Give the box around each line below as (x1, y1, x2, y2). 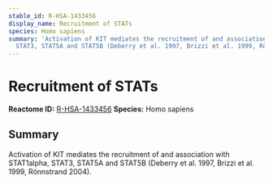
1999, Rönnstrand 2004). (8, 166, 92, 176)
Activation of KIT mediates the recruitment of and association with (8, 149, 230, 159)
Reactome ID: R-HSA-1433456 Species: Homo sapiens (8, 104, 194, 114)
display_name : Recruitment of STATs (8, 20, 132, 28)
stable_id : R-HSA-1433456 (8, 11, 96, 20)
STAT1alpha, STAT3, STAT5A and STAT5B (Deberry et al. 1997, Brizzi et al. (8, 158, 254, 168)
